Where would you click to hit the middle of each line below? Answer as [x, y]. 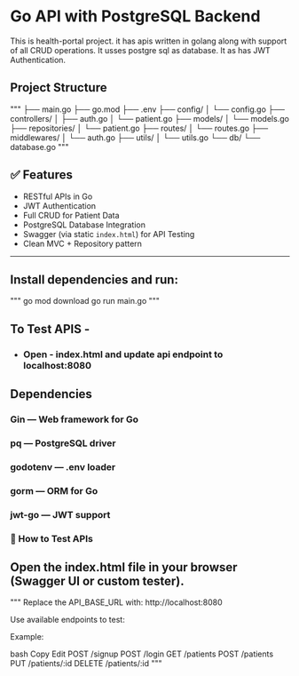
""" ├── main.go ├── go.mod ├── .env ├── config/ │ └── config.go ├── [147, 109]
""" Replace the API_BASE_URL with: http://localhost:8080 [116, 602]
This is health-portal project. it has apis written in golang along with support [149, 41]
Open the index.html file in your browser [124, 567]
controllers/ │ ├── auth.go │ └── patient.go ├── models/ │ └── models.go [149, 118]
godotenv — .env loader [63, 466]
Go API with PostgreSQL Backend [135, 16]
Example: [27, 637]
